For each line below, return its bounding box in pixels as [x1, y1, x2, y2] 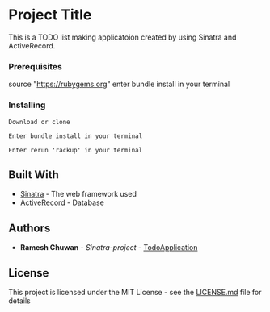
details [8, 296, 31, 306]
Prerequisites [8, 60, 62, 72]
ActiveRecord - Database [19, 198, 105, 207]
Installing [8, 99, 46, 110]
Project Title [8, 6, 92, 24]
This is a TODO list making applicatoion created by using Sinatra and [8, 32, 237, 42]
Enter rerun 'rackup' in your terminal [8, 146, 143, 154]
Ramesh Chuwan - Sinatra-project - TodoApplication [19, 243, 198, 252]
